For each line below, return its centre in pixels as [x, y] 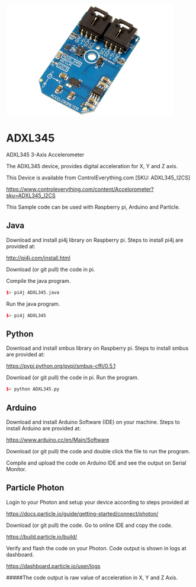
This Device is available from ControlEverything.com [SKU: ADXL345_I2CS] [98, 178]
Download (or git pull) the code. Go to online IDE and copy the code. [89, 525]
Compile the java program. [38, 280]
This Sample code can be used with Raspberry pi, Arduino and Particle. [93, 207]
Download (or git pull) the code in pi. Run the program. [73, 378]
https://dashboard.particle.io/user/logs [53, 566]
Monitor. [16, 469]
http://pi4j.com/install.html [38, 258]
